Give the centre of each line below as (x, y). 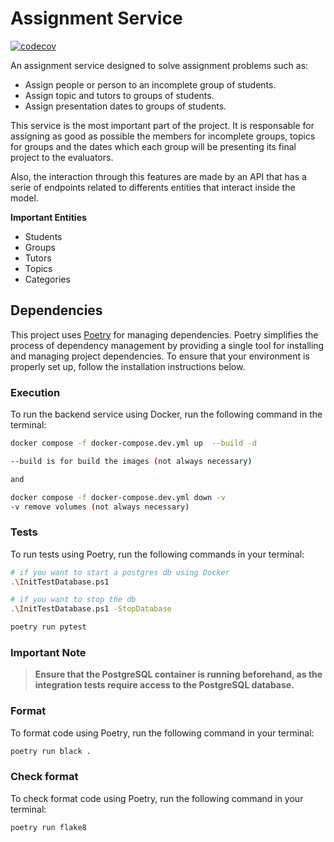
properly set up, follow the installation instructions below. (128, 366)
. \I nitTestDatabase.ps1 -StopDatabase (91, 609)
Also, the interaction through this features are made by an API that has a (158, 176)
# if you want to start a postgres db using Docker (120, 572)
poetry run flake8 (48, 827)
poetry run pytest (48, 627)
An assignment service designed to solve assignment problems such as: (159, 65)
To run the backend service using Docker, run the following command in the (166, 414)
